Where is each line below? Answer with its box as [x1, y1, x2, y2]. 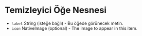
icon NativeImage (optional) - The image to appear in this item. [11, 25, 138, 31]
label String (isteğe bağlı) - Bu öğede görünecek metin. [11, 20, 124, 26]
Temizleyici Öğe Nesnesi [4, 5, 106, 16]
